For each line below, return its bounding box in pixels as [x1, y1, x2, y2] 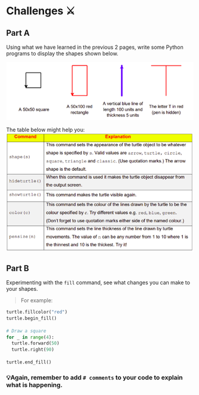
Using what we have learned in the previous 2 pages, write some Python [6, 43, 184, 51]
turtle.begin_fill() [6, 315, 58, 321]
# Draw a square [6, 328, 46, 334]
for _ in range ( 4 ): [6, 334, 55, 340]
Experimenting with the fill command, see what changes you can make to [6, 279, 190, 286]
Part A [6, 28, 30, 38]
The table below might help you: [6, 126, 85, 133]
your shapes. [6, 286, 39, 293]
